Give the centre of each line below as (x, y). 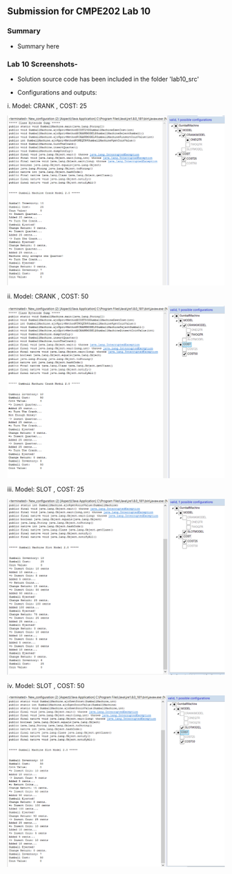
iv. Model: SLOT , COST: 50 (46, 685)
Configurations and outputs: (57, 92)
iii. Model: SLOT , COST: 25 (46, 489)
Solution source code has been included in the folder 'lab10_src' (108, 79)
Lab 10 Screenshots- (42, 64)
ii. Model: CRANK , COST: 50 (48, 296)
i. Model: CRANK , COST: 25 (47, 106)
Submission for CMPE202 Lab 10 (79, 11)
